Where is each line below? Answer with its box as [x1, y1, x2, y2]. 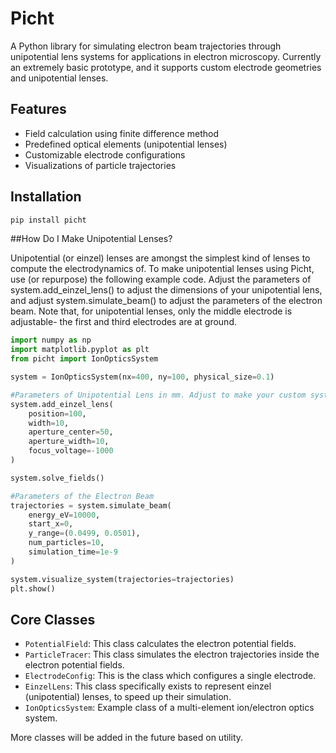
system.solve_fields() [10, 473, 105, 483]
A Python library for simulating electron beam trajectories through [10, 40, 282, 52]
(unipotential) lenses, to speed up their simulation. [24, 691, 232, 703]
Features [10, 101, 67, 118]
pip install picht [10, 215, 87, 225]
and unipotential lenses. [10, 72, 109, 84]
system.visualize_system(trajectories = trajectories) [10, 574, 235, 584]
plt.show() [10, 583, 56, 594]
